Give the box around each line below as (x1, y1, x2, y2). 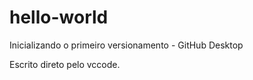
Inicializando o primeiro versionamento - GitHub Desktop (9, 39, 244, 51)
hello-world (9, 6, 109, 29)
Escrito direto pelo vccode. (9, 58, 121, 70)
